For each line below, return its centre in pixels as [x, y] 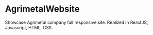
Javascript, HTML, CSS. [29, 27]
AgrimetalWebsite [42, 9]
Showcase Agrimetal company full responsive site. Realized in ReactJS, [76, 22]
